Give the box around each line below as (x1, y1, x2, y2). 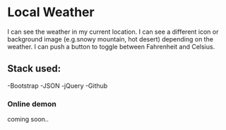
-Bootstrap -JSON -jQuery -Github (7, 82, 108, 90)
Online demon (7, 99, 56, 109)
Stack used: (7, 63, 61, 74)
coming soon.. (7, 115, 49, 124)
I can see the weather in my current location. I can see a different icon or (7, 27, 219, 36)
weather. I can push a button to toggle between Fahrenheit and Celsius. (7, 42, 215, 51)
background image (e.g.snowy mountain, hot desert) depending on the (7, 34, 214, 43)
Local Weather (7, 4, 95, 20)
